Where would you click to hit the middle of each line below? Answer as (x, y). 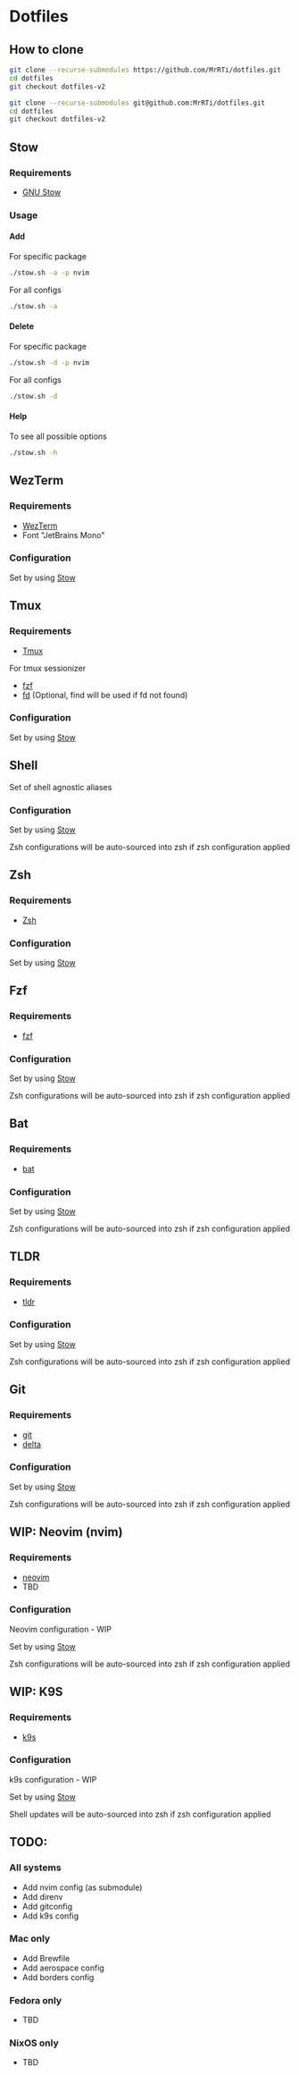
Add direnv (42, 1896)
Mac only (30, 1939)
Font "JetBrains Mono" (63, 535)
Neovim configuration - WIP (60, 1629)
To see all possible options (58, 436)
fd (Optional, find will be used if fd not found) (105, 695)
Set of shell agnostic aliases (61, 787)
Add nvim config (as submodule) (82, 1887)
